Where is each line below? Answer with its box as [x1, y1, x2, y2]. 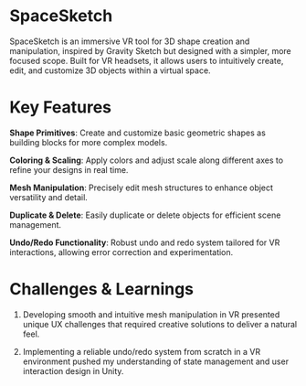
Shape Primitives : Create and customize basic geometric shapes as [9, 127, 267, 138]
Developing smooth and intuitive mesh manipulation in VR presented [22, 308, 280, 320]
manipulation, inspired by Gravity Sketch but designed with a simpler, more [9, 45, 292, 56]
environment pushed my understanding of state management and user [22, 356, 290, 367]
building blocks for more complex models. [9, 136, 168, 147]
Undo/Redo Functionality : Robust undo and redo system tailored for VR [9, 237, 280, 248]
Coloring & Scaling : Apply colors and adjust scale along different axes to [9, 155, 284, 166]
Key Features [9, 97, 112, 118]
